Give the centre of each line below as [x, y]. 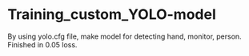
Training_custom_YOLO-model [112, 15]
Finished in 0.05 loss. [42, 44]
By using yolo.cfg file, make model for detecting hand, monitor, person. [124, 36]
